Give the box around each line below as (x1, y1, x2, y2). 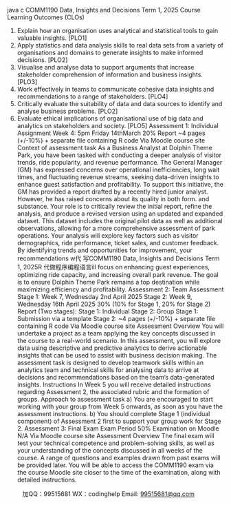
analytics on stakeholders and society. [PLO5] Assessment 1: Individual (16, 122, 219, 130)
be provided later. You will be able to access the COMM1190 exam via (16, 461, 214, 469)
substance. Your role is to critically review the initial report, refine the (16, 203, 212, 210)
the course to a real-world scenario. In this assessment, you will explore (16, 337, 221, 344)
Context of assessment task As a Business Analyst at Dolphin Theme (16, 144, 213, 152)
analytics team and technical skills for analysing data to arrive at (16, 366, 199, 374)
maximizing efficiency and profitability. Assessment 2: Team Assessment (16, 285, 224, 293)
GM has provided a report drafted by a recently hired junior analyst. (16, 187, 208, 196)
